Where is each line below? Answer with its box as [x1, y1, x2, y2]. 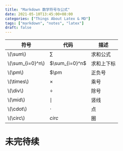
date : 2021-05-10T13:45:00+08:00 [5, 12, 73, 17]
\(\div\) [7, 87, 24, 94]
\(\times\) [7, 78, 29, 85]
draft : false [5, 25, 32, 30]
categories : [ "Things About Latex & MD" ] [5, 16, 91, 21]
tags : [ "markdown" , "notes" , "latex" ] [5, 20, 84, 26]
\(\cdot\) [7, 106, 27, 113]
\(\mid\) [7, 96, 25, 103]
